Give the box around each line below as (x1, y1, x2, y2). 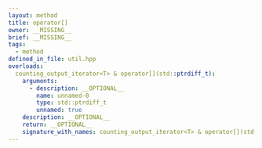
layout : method (8, 11, 58, 20)
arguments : (22, 77, 58, 85)
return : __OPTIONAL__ (22, 121, 93, 128)
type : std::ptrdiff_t (36, 99, 107, 106)
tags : (8, 41, 26, 49)
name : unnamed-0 (36, 92, 89, 99)
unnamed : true (36, 106, 82, 114)
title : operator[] (8, 19, 68, 27)
